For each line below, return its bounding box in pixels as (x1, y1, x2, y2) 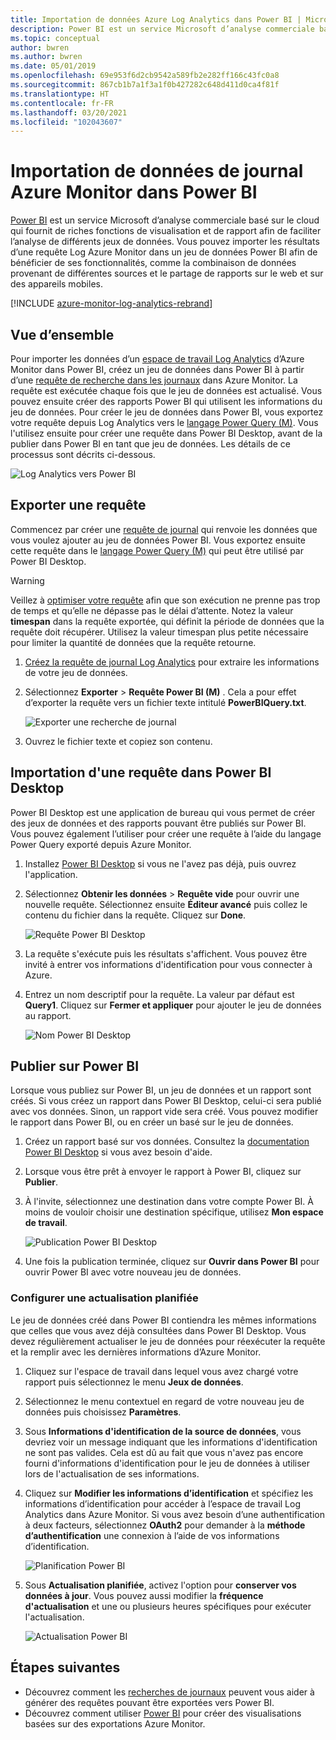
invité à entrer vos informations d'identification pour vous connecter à (24, 958, 313, 970)
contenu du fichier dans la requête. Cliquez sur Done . (24, 909, 247, 921)
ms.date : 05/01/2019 (10, 61, 97, 71)
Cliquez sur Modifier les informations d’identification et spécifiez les (24, 1487, 314, 1499)
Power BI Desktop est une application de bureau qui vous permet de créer (10, 806, 316, 818)
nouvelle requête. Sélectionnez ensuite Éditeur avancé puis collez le (24, 898, 308, 910)
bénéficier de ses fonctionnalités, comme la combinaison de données (10, 257, 297, 269)
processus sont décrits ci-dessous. (10, 449, 156, 460)
